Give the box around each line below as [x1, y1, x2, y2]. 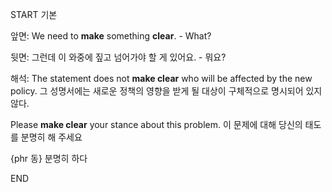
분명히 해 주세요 [20, 131, 83, 143]
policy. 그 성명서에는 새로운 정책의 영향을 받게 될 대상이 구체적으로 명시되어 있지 [10, 85, 323, 97]
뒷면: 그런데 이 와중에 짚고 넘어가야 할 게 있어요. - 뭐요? [10, 51, 227, 63]
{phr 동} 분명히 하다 [10, 153, 88, 164]
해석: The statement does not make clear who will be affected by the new [10, 73, 313, 84]
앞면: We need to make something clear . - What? [10, 30, 212, 42]
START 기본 [10, 9, 58, 20]
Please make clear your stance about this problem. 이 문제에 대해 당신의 [10, 119, 303, 130]
